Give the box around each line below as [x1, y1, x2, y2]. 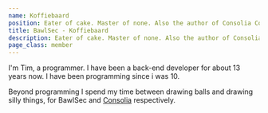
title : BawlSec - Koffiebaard [8, 26, 109, 34]
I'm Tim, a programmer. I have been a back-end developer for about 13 [8, 63, 241, 72]
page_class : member [8, 41, 73, 49]
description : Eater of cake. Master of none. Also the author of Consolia [8, 33, 262, 42]
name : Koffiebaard [8, 11, 69, 20]
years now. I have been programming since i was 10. [8, 72, 180, 81]
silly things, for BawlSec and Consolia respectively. [8, 95, 175, 105]
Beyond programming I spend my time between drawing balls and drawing [8, 87, 254, 96]
